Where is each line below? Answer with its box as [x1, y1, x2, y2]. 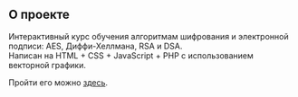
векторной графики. [8, 59, 87, 70]
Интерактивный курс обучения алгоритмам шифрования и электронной [8, 31, 289, 41]
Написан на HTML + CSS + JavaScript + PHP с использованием [8, 49, 255, 61]
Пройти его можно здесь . [8, 76, 109, 88]
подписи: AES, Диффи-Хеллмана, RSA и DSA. [8, 40, 183, 51]
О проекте [8, 7, 70, 22]
